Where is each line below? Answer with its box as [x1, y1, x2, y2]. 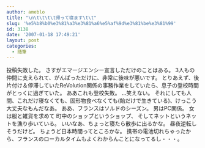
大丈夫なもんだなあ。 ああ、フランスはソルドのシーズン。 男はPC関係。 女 [6, 105, 195, 112]
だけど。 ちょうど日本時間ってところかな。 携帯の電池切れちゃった [17, 127, 186, 135]
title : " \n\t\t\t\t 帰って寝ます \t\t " [6, 15, 97, 21]
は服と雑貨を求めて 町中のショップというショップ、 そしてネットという [6, 112, 187, 119]
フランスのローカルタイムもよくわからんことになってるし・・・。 [17, 135, 183, 142]
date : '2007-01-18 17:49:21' [6, 32, 81, 38]
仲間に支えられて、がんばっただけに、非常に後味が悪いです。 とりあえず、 [6, 74, 194, 81]
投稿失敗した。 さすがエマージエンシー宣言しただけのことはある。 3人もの [6, 66, 195, 73]
